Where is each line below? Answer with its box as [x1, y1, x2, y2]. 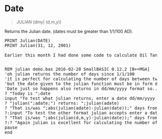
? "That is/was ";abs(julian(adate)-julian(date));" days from [4, 105, 158, 111]
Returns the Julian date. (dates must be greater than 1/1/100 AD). [4, 28, 133, 34]
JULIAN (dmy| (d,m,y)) [16, 19, 62, 25]
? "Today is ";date [4, 90, 51, 96]
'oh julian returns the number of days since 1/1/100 [4, 71, 135, 77]
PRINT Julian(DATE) [4, 37, 51, 43]
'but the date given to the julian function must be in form [4, 81, 153, 87]
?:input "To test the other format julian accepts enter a [4, 110, 148, 116]
